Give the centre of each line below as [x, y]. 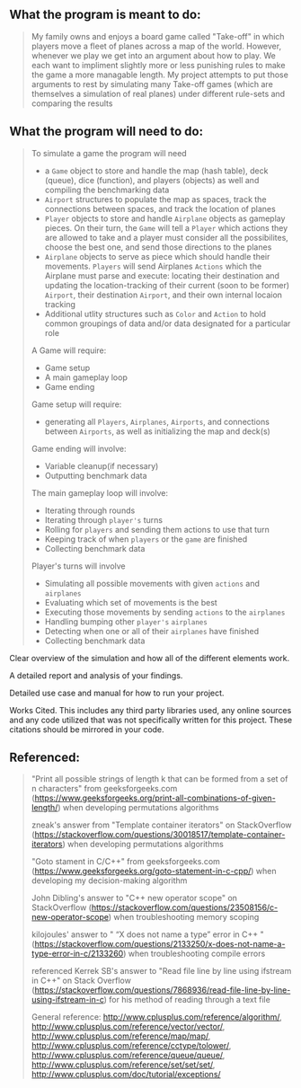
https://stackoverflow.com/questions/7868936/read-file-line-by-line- [163, 990]
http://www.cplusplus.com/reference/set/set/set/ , [123, 1065]
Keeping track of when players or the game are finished [146, 539]
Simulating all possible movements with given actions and [152, 583]
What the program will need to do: [106, 132]
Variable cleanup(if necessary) [102, 465]
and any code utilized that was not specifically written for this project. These [151, 720]
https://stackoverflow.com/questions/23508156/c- [185, 907]
